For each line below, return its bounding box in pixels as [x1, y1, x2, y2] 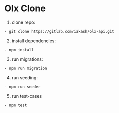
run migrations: [11, 56, 43, 62]
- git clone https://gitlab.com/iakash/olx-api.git [4, 29, 114, 34]
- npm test [4, 103, 27, 108]
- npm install [4, 47, 34, 52]
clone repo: [11, 19, 36, 25]
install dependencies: [11, 38, 56, 44]
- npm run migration [4, 66, 48, 71]
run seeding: [11, 74, 38, 80]
